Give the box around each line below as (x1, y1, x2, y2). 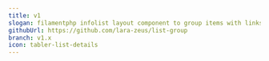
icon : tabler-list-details (8, 41, 98, 49)
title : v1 (8, 11, 42, 20)
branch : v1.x (8, 33, 52, 42)
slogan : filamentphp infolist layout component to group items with (8, 19, 242, 27)
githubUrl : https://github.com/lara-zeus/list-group (8, 26, 188, 34)
